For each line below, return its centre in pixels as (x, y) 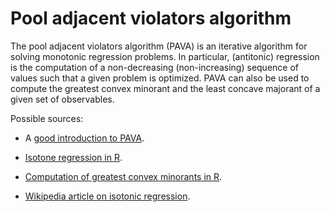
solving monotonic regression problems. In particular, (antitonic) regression (165, 56)
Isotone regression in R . (73, 157)
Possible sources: (47, 118)
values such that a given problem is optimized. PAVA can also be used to (160, 78)
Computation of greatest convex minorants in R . (123, 176)
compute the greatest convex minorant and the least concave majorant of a (165, 88)
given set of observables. (62, 99)
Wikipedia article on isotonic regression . (107, 196)
